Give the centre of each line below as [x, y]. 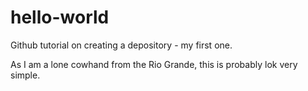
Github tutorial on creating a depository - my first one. [121, 45]
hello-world [60, 17]
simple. [25, 75]
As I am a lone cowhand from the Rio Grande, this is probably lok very [154, 64]
